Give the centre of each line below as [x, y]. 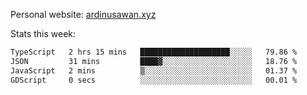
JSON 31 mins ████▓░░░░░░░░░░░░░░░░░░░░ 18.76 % [154, 61]
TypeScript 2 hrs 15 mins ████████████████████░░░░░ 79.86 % [154, 52]
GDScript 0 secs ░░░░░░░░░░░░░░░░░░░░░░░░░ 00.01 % [154, 80]
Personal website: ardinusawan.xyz [83, 14]
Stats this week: [43, 33]
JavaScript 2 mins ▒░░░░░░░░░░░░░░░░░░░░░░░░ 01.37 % [154, 70]
